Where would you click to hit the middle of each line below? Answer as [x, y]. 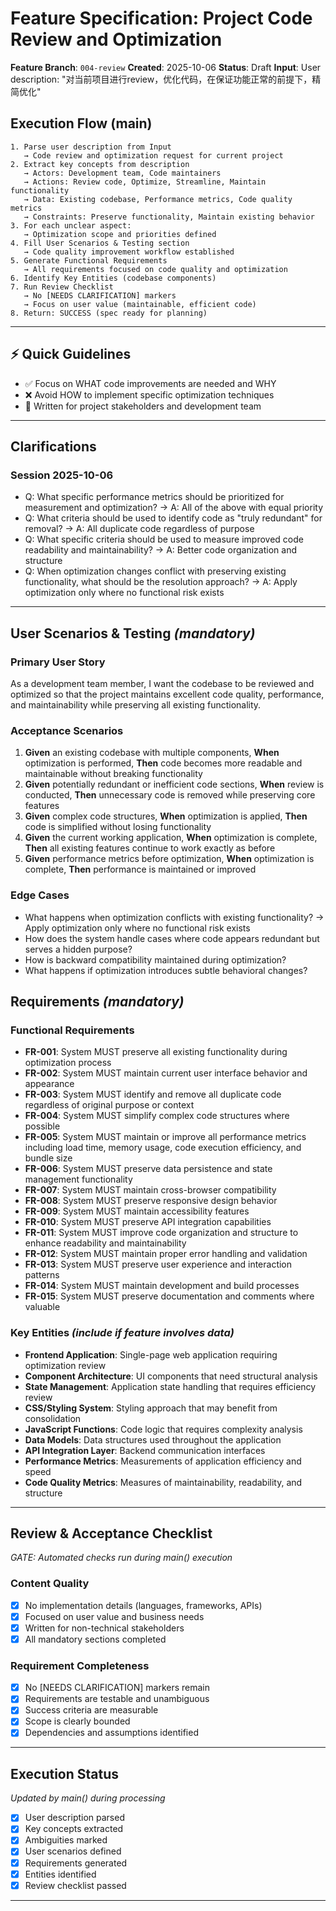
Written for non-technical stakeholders [104, 1628]
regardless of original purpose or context [109, 1105]
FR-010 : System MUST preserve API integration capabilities [148, 1222]
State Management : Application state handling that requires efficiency [170, 1386]
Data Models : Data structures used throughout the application [153, 1439]
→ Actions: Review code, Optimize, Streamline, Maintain [145, 182]
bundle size [48, 1158]
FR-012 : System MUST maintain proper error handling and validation [166, 1254]
